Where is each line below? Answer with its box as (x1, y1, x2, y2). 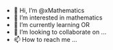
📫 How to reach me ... (13, 36, 77, 43)
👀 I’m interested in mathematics (13, 14, 103, 22)
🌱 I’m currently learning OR (13, 21, 90, 28)
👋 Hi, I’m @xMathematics (13, 7, 85, 14)
